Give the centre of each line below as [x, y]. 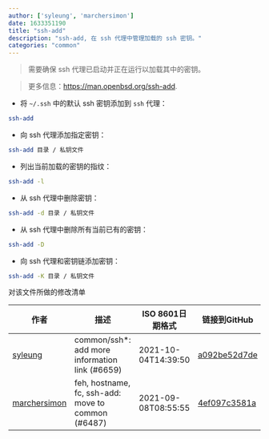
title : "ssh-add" [37, 30]
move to [90, 403]
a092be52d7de [227, 355]
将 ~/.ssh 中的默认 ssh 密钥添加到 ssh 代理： [93, 103]
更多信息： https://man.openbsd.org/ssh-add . [102, 87]
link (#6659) [98, 370]
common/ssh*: [103, 340]
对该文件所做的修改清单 [47, 292]
